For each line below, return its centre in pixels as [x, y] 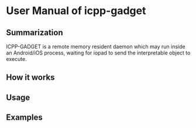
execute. [17, 59]
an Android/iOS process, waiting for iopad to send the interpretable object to [98, 53]
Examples [24, 118]
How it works [30, 78]
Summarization [35, 33]
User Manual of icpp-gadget [76, 11]
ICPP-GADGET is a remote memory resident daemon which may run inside [96, 46]
